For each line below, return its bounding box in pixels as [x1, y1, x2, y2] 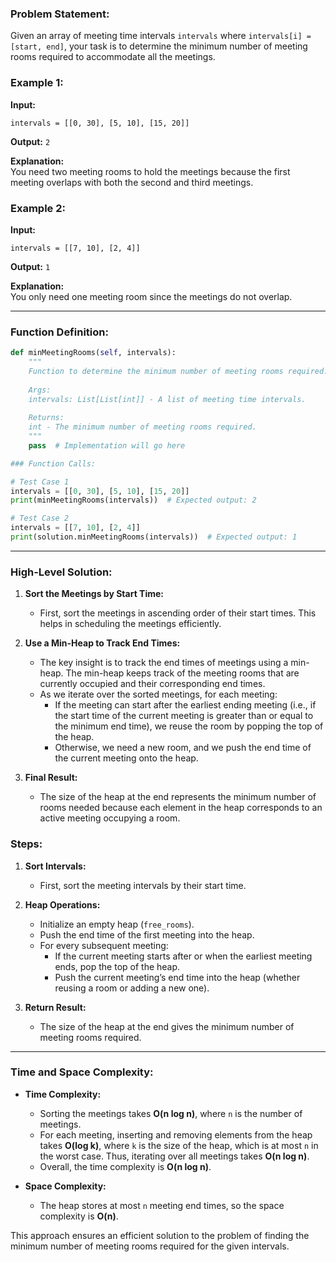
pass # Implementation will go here [28, 440, 186, 451]
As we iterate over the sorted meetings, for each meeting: [39, 688, 278, 701]
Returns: [28, 413, 65, 423]
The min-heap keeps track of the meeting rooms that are [65, 667, 300, 679]
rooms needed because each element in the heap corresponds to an [39, 802, 323, 814]
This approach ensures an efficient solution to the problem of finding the [10, 1229, 310, 1241]
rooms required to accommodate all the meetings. [10, 51, 216, 63]
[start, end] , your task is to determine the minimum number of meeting [10, 40, 308, 52]
